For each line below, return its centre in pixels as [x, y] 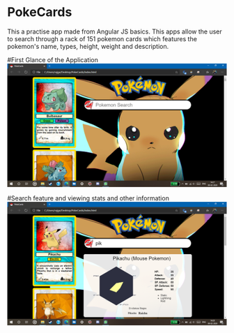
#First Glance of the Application [53, 59]
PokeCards [40, 12]
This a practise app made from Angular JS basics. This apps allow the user [115, 31]
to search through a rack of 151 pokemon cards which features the [102, 38]
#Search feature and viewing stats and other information [88, 198]
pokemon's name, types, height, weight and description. [88, 46]
